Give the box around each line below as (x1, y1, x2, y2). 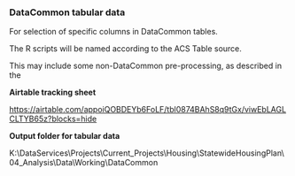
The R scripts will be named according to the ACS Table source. (9, 43, 242, 54)
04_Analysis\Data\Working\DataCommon (9, 157, 159, 168)
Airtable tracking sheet (9, 87, 97, 98)
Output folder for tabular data (9, 131, 120, 142)
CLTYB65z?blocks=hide (9, 113, 97, 125)
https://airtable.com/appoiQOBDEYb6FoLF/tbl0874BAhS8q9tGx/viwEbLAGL (9, 104, 286, 115)
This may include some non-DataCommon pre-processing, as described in (9, 60, 282, 72)
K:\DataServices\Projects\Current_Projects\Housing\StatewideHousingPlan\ (9, 148, 285, 158)
